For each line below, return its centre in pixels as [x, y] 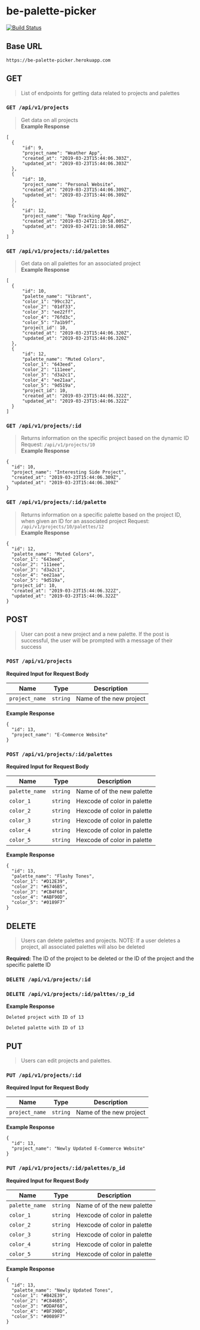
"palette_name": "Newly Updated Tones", [62, 1290]
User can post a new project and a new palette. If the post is [95, 634]
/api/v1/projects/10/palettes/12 [62, 527]
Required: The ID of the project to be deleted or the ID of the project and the [100, 958]
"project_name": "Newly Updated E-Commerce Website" [79, 1149]
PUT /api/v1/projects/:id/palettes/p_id [66, 1168]
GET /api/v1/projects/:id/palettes [58, 251]
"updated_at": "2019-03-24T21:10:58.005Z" [76, 226]
